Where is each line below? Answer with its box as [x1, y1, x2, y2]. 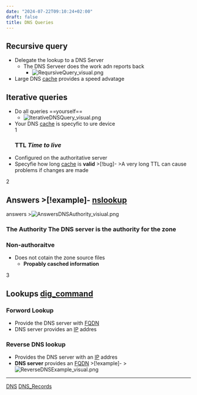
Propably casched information [23, 260, 100, 267]
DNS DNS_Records [6, 383, 52, 390]
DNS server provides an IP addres [14, 326, 97, 333]
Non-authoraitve [6, 241, 55, 249]
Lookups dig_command [6, 288, 94, 298]
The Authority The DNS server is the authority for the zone [6, 225, 176, 233]
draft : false [6, 14, 38, 20]
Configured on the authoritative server [14, 154, 107, 162]
